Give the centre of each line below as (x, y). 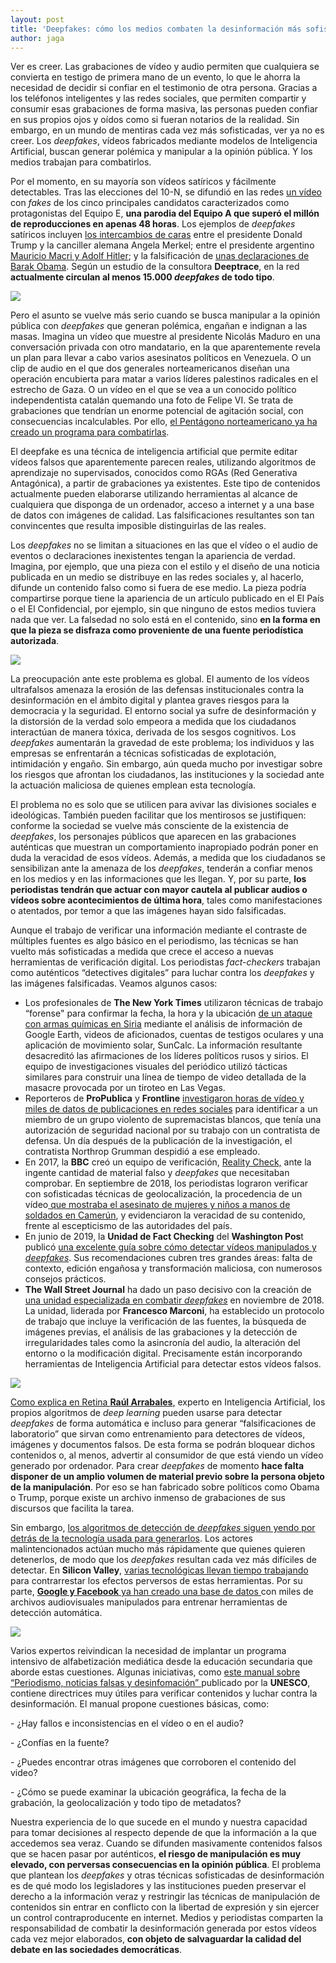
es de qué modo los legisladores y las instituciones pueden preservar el (158, 1886)
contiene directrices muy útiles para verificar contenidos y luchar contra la (164, 1693)
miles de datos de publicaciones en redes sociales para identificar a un (171, 1109)
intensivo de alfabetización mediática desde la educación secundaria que (161, 1662)
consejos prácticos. (65, 1279)
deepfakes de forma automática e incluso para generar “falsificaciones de (163, 1423)
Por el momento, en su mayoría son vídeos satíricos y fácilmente (143, 182)
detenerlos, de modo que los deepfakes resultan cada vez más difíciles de (163, 1560)
